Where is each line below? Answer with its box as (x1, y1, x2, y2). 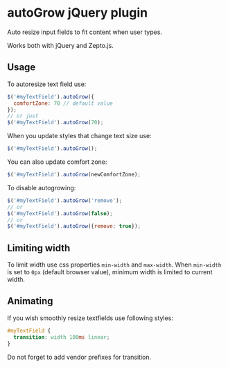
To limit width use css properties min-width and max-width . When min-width (7, 260, 222, 269)
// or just (7, 112, 39, 119)
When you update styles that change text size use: (7, 132, 152, 140)
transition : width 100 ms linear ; (13, 333, 110, 341)
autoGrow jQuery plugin (7, 5, 148, 21)
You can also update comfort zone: (7, 158, 107, 166)
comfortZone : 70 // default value (13, 99, 113, 107)
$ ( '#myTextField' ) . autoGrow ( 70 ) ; (7, 119, 104, 126)
